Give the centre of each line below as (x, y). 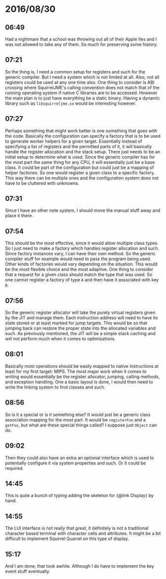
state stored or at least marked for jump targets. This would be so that (76, 323)
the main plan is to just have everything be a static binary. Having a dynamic (83, 98)
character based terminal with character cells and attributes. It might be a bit (83, 534)
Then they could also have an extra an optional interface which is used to (80, 458)
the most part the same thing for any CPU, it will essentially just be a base (80, 162)
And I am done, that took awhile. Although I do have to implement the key (80, 566)
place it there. (19, 216)
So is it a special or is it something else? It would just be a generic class (78, 414)
